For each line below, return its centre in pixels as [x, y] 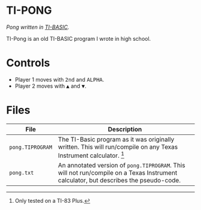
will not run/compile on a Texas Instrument [118, 173]
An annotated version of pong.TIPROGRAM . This [121, 166]
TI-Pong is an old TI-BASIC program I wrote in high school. [79, 38]
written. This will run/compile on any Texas [118, 146]
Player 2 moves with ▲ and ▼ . [51, 86]
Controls [28, 63]
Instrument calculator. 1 [91, 155]
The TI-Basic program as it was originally [116, 139]
